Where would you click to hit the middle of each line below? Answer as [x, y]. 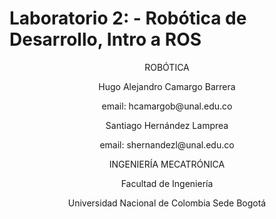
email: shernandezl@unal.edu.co [167, 144]
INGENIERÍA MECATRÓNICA [167, 164]
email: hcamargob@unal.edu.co [167, 106]
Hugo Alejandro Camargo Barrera [167, 86]
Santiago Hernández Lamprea [167, 125]
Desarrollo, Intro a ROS [105, 39]
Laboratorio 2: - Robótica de [128, 18]
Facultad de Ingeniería [167, 183]
